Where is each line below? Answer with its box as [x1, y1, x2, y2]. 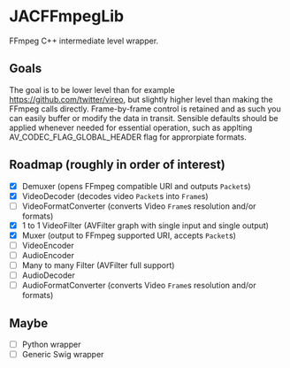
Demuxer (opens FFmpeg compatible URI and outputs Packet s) [21, 180, 251, 191]
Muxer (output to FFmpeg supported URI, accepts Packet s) [21, 230, 237, 241]
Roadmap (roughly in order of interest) [9, 157, 225, 172]
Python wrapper [21, 339, 81, 349]
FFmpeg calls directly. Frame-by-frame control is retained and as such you [9, 103, 281, 114]
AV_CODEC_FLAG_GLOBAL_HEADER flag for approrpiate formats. [9, 131, 248, 142]
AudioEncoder [21, 249, 75, 260]
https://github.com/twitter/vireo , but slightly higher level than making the [9, 94, 273, 104]
